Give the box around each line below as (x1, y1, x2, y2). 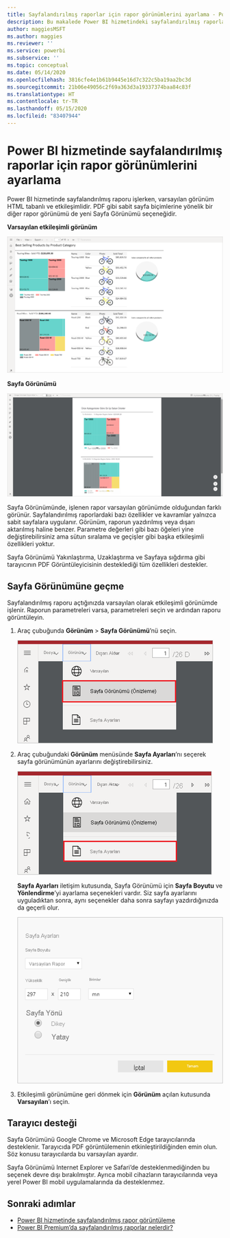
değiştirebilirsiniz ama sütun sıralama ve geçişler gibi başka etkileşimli (7, 532, 204, 541)
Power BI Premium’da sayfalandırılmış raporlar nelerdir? (16, 1224, 173, 1232)
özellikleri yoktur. (7, 540, 55, 548)
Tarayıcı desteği (7, 1117, 77, 1129)
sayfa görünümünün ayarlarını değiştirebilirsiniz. (16, 758, 153, 766)
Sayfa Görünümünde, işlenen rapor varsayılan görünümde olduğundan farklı (7, 504, 222, 512)
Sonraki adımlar (7, 1197, 76, 1209)
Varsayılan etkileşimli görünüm (7, 223, 98, 231)
